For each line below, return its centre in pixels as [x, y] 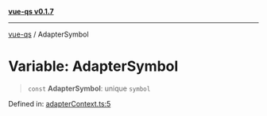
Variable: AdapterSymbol [93, 66]
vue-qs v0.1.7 [31, 12]
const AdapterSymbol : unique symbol [89, 88]
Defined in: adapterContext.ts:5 [60, 103]
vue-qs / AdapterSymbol [48, 34]
